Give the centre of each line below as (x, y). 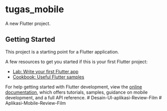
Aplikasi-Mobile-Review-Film (36, 103)
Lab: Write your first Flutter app (46, 71)
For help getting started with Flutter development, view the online (74, 87)
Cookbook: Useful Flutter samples (48, 77)
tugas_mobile (35, 9)
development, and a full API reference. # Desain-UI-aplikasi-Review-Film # (83, 97)
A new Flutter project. (28, 23)
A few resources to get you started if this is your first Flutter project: (76, 62)
